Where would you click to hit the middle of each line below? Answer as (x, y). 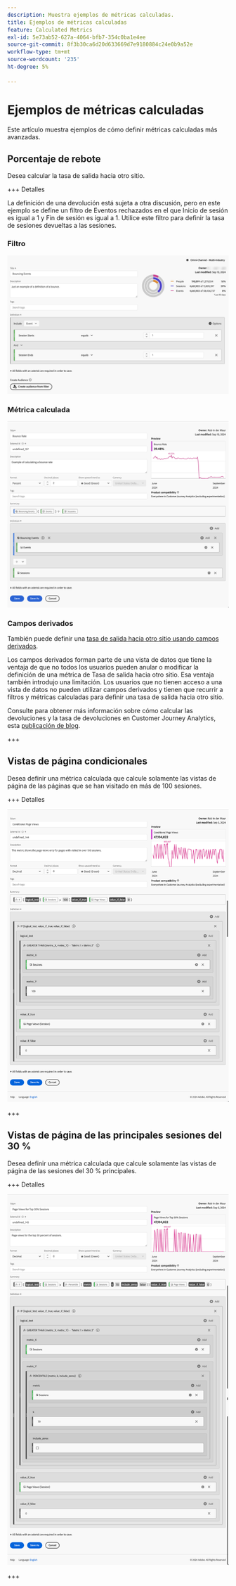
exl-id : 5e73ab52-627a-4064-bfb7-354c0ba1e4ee (77, 37)
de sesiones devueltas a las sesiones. (62, 226)
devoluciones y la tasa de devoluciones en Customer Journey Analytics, (112, 718)
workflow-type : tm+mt (39, 52)
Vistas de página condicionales (77, 761)
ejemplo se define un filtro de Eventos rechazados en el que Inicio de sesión (118, 210)
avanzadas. (24, 136)
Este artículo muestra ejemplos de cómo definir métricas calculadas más (112, 129)
